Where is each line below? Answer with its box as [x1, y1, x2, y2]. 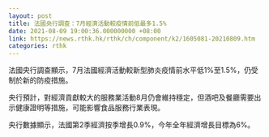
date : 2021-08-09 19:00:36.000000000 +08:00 [8, 27, 161, 35]
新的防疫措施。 [22, 75, 73, 85]
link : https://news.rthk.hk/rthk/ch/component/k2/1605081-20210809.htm [8, 34, 255, 43]
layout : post [8, 11, 53, 20]
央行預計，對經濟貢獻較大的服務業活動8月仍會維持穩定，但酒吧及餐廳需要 [8, 92, 254, 102]
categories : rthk [8, 42, 67, 50]
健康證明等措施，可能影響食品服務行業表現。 [15, 103, 164, 113]
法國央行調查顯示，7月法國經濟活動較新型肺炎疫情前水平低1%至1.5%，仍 [8, 66, 251, 75]
